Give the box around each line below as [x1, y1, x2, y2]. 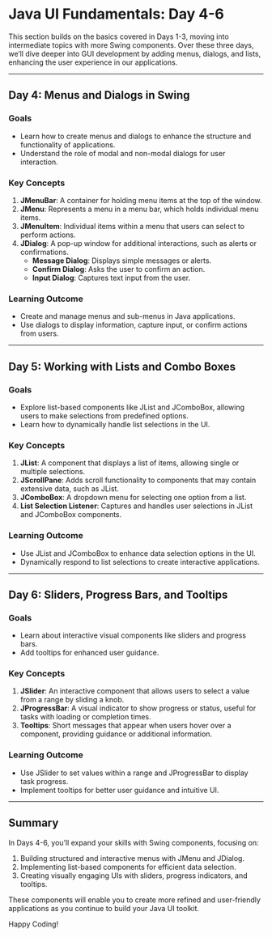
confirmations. [19, 247, 69, 257]
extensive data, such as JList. [19, 484, 120, 494]
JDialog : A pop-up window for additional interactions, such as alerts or [19, 238, 257, 248]
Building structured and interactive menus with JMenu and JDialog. [19, 853, 245, 863]
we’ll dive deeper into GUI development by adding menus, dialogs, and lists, [8, 49, 261, 58]
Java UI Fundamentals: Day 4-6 [8, 5, 225, 23]
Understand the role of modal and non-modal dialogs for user [19, 148, 226, 158]
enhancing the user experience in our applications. [8, 57, 178, 67]
